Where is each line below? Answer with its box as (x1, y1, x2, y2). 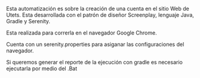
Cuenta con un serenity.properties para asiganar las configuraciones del (6, 41, 184, 48)
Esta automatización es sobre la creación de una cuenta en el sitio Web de (6, 5, 189, 12)
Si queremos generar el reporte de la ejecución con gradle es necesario (6, 59, 183, 65)
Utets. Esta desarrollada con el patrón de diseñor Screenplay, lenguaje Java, (6, 11, 194, 18)
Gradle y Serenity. (6, 18, 51, 24)
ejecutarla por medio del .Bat (6, 65, 78, 72)
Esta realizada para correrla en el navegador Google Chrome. (6, 29, 157, 36)
